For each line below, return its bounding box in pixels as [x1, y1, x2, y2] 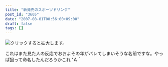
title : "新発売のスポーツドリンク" [5, 7, 70, 12]
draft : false [5, 21, 33, 26]
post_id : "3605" [5, 12, 39, 17]
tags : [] [5, 26, 24, 31]
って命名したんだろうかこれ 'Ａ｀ [14, 57, 82, 63]
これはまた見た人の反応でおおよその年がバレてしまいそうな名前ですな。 [5, 51, 154, 57]
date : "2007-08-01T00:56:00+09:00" [5, 16, 80, 21]
